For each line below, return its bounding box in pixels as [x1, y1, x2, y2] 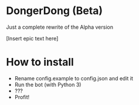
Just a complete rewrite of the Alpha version [6, 23, 113, 31]
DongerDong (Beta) [6, 4, 103, 18]
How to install [6, 56, 74, 69]
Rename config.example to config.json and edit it [14, 74, 134, 82]
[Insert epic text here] [6, 35, 59, 42]
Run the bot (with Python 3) [14, 81, 82, 88]
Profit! [14, 93, 30, 100]
